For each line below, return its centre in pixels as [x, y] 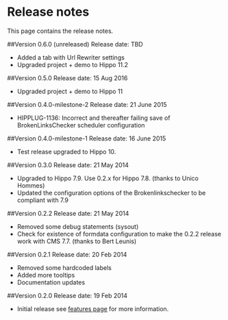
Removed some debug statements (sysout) [78, 226]
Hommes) [31, 185]
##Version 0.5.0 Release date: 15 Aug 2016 [67, 78]
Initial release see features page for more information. [93, 308]
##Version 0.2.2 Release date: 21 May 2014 [68, 213]
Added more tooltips [46, 275]
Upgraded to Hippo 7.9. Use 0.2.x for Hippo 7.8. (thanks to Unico [107, 178]
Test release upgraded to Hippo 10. [66, 151]
